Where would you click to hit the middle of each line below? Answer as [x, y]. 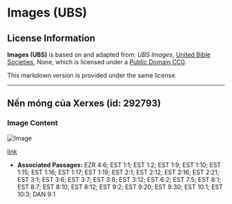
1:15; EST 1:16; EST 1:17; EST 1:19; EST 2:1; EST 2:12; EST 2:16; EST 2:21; [118, 172]
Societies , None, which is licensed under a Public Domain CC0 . [97, 62]
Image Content [33, 123]
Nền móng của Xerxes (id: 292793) [84, 104]
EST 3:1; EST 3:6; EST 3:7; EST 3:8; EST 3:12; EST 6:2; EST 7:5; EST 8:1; [119, 179]
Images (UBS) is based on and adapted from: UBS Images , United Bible [109, 54]
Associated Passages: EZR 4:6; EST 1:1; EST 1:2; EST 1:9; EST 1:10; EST [119, 165]
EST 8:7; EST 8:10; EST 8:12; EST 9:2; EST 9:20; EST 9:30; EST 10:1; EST [120, 187]
